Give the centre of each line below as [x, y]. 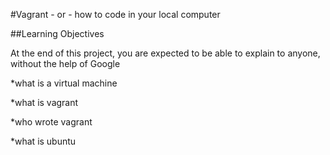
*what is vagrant [44, 102]
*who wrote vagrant [51, 122]
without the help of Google [65, 63]
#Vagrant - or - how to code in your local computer [115, 14]
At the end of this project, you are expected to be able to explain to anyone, [165, 53]
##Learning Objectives [57, 33]
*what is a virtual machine [64, 83]
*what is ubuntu [43, 141]
